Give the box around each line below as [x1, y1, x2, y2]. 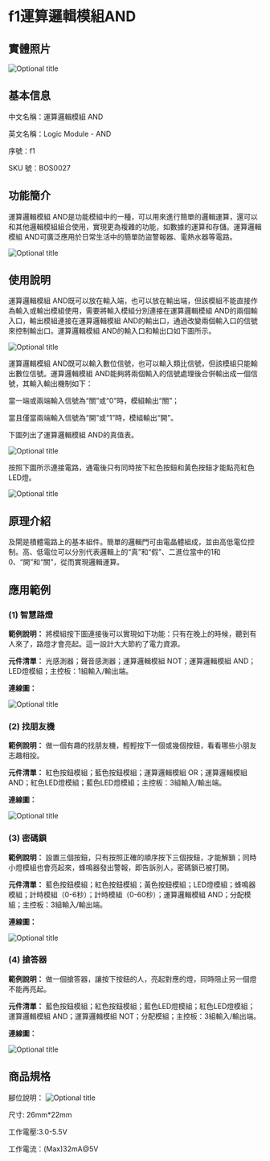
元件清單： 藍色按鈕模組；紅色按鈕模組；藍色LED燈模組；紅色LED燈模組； [8, 1001, 256, 1011]
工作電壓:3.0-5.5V [8, 1126, 68, 1136]
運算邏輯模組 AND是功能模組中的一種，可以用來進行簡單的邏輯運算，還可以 [8, 211, 259, 221]
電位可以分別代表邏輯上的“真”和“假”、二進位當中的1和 [43, 548, 221, 557]
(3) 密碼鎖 [8, 833, 47, 844]
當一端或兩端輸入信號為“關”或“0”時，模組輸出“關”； [8, 396, 179, 406]
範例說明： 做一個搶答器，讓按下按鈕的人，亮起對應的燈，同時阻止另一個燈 [8, 974, 257, 983]
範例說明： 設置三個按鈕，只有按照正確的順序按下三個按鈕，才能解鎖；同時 [8, 852, 257, 862]
